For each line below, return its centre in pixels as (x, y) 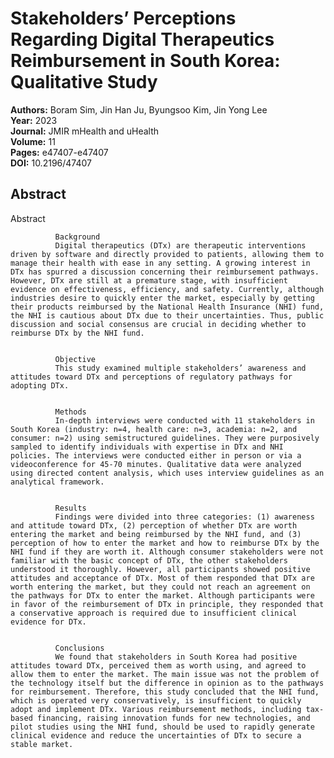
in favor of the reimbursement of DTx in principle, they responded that (167, 604)
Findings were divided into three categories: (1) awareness (184, 517)
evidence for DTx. (48, 622)
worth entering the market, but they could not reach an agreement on (160, 587)
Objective (75, 359)
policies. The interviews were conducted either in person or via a (156, 455)
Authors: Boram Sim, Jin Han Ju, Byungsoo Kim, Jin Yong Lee (139, 109)
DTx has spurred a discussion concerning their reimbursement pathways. (165, 272)
